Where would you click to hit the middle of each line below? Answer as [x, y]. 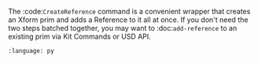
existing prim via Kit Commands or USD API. [79, 36]
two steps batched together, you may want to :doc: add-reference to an [123, 28]
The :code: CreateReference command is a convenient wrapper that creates [129, 11]
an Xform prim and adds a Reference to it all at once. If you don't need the [128, 20]
